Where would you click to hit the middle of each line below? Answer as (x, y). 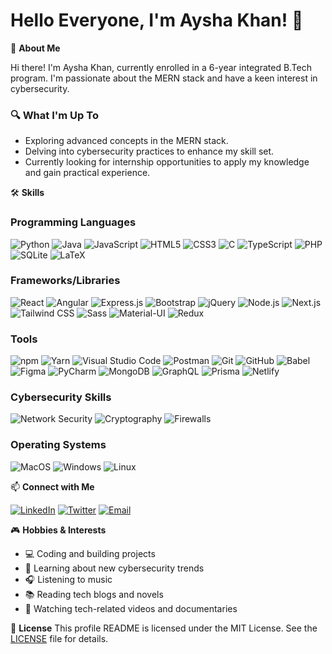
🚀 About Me (35, 48)
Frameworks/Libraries (65, 281)
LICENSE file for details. (59, 638)
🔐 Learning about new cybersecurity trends (114, 568)
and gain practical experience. (87, 173)
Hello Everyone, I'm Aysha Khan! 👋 (157, 20)
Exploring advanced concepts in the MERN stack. (126, 141)
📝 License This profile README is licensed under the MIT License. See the (164, 628)
